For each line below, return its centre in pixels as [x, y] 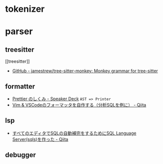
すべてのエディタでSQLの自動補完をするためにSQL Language [74, 133]
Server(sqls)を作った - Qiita [40, 139]
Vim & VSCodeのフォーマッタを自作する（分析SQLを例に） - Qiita [79, 105]
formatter [20, 86]
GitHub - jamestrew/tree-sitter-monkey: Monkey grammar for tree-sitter [85, 71]
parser [19, 32]
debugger [20, 155]
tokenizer [25, 9]
